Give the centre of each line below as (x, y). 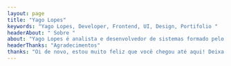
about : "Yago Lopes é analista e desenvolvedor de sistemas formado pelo (116, 39)
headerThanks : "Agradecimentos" (54, 45)
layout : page (26, 13)
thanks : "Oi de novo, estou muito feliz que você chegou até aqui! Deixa (116, 52)
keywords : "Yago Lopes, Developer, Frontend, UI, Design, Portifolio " (112, 26)
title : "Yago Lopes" (37, 20)
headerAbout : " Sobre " (41, 33)
